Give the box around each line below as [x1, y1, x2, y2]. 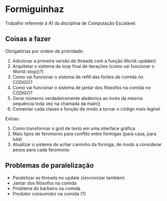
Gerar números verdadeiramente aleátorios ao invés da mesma [12, 95, 143, 101]
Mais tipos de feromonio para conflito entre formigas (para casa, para [12, 131, 156, 137]
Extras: [5, 116, 20, 122]
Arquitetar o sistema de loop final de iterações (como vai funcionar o [12, 63, 154, 69]
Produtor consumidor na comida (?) [12, 190, 86, 196]
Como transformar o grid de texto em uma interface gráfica [12, 125, 135, 131]
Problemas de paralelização [5, 161, 94, 170]
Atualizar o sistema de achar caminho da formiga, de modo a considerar [12, 141, 162, 147]
